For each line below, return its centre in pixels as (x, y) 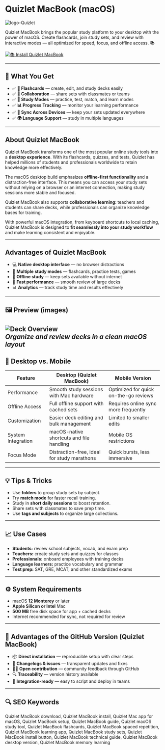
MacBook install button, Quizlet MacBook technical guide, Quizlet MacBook (82, 737)
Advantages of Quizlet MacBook (56, 252)
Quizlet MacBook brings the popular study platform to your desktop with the (82, 32)
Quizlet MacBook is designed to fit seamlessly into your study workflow (79, 227)
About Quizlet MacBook (42, 140)
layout (15, 345)
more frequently (127, 409)
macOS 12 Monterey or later (41, 601)
